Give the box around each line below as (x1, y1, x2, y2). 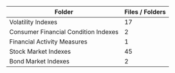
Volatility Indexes (9, 18, 58, 26)
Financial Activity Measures (9, 37, 87, 46)
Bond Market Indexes (9, 57, 70, 65)
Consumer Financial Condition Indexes (9, 28, 119, 36)
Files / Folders (124, 8, 166, 16)
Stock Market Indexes (9, 48, 71, 56)
